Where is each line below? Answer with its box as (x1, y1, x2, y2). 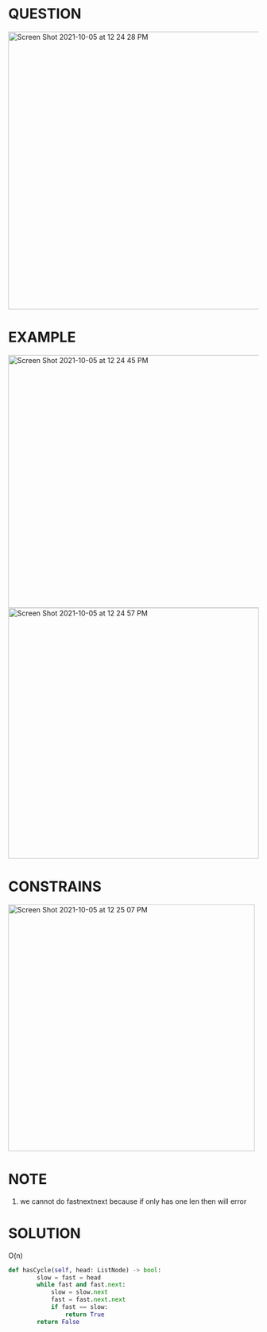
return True (64, 1311, 105, 1318)
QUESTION (8, 5, 82, 23)
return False (37, 1318, 80, 1326)
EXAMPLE (8, 328, 76, 346)
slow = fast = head (37, 1273, 102, 1282)
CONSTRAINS (8, 877, 102, 896)
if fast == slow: (50, 1303, 109, 1311)
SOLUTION (8, 1224, 81, 1242)
